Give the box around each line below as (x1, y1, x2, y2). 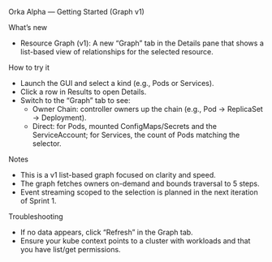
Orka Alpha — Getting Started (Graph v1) (8, 7, 145, 16)
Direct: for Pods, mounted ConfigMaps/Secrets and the (32, 122, 218, 131)
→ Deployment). (32, 113, 87, 122)
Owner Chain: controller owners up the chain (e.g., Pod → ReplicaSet (32, 105, 264, 114)
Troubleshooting (8, 212, 63, 221)
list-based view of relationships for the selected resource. (19, 47, 214, 56)
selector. (32, 139, 62, 148)
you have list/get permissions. (19, 245, 121, 254)
